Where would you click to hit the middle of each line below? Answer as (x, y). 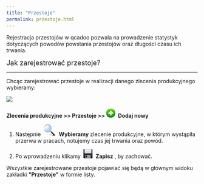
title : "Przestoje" (31, 13)
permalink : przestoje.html (40, 19)
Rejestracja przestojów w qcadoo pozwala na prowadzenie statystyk (92, 37)
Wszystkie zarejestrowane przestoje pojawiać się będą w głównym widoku (100, 168)
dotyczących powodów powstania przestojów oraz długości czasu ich (94, 44)
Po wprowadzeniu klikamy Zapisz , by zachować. (84, 156)
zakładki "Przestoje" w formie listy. (51, 174)
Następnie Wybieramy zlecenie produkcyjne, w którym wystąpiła (105, 134)
